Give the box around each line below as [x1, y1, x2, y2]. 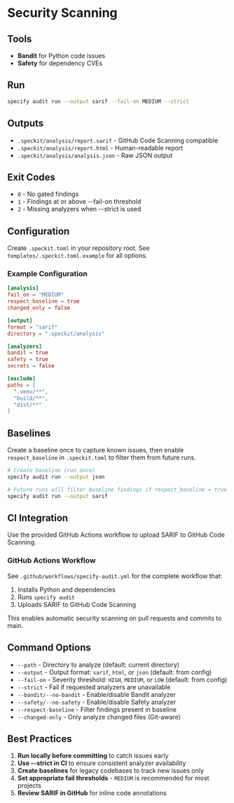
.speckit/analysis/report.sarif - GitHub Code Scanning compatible [17, 136, 219, 145]
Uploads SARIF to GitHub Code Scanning [17, 600, 137, 608]
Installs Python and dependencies [17, 585, 116, 594]
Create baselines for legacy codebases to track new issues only [17, 766, 205, 775]
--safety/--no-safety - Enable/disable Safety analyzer [17, 698, 177, 706]
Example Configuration [7, 269, 88, 279]
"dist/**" [13, 401, 42, 408]
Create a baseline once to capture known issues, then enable [7, 446, 184, 455]
